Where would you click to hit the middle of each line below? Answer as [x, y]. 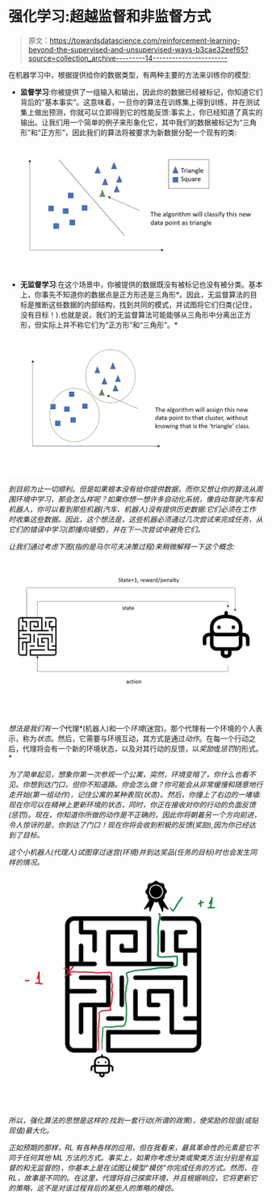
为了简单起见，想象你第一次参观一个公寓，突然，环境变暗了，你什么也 [125, 775]
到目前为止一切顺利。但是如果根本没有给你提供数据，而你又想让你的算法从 [132, 489]
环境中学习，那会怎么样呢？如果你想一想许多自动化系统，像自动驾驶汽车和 [139, 499]
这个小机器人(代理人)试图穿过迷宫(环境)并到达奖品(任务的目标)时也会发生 [129, 853]
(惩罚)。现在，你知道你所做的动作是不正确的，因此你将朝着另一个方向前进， [135, 815]
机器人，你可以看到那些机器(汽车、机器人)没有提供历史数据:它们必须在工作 [132, 509]
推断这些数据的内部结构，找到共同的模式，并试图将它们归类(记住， [145, 305]
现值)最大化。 [31, 1130]
